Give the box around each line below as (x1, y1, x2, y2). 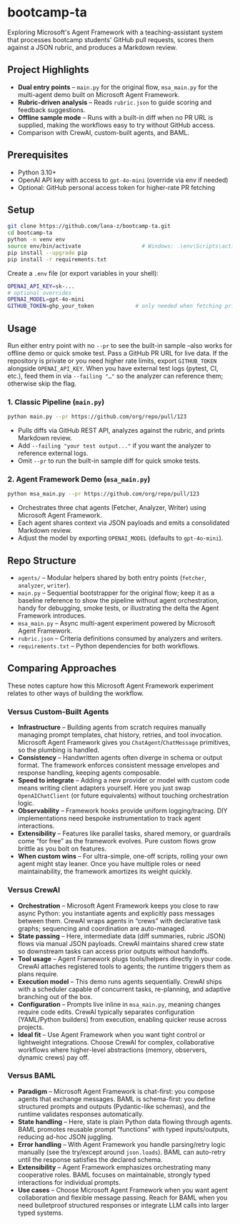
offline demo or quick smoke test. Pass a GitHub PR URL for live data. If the (7, 348, 229, 357)
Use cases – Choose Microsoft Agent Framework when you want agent (17, 1185, 229, 1194)
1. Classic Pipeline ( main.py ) (7, 397, 105, 407)
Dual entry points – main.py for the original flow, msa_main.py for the (17, 83, 218, 91)
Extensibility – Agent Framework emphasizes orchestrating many (17, 1163, 211, 1171)
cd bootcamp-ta (7, 229, 53, 236)
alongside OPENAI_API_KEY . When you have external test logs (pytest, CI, (7, 363, 219, 372)
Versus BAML (7, 1070, 56, 1080)
